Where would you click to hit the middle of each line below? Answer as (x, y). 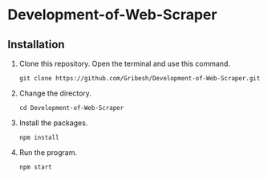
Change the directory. (55, 93)
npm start (36, 167)
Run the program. (48, 153)
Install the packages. (53, 123)
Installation (36, 45)
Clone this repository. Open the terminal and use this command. (124, 63)
